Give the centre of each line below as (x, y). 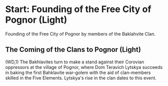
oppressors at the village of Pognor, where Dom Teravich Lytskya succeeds (84, 67)
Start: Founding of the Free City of (78, 9)
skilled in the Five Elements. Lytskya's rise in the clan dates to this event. (81, 78)
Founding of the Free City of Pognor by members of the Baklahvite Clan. (80, 34)
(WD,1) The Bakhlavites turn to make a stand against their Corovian (75, 62)
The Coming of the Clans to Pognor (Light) (73, 50)
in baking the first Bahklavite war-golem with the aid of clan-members (78, 72)
